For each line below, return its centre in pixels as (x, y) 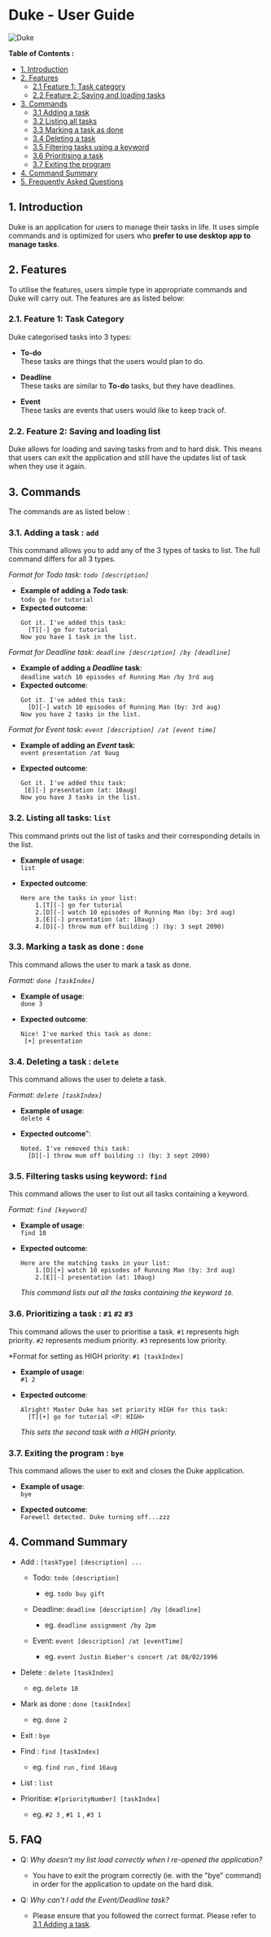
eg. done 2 (50, 1720)
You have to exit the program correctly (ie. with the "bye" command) (147, 1875)
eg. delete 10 (55, 1688)
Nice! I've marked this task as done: (86, 1034)
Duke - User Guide (72, 15)
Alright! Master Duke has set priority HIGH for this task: (124, 1410)
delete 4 (35, 1119)
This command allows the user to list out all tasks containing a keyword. (129, 1194)
